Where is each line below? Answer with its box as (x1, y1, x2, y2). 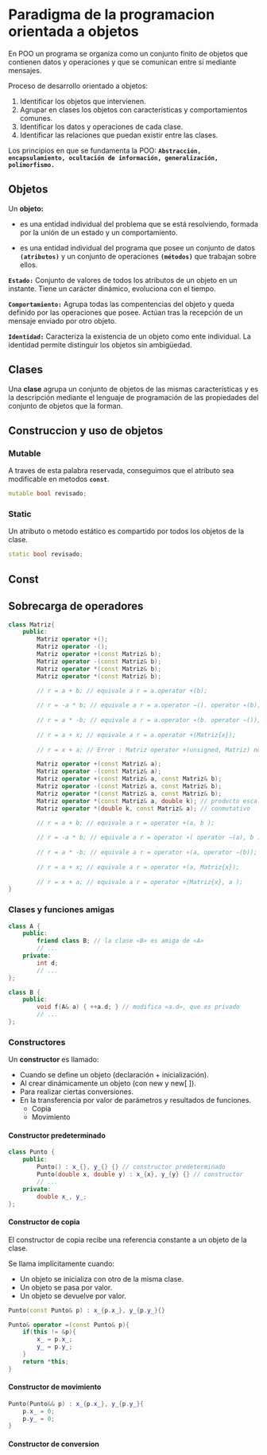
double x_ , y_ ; (37, 1193, 87, 1201)
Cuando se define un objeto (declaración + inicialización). (19, 1070, 209, 1080)
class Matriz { (8, 620, 56, 629)
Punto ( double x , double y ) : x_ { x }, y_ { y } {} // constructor (37, 1170, 244, 1178)
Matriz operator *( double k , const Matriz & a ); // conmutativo (37, 805, 250, 813)
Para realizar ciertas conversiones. (19, 1087, 133, 1096)
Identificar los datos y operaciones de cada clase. (19, 122, 184, 131)
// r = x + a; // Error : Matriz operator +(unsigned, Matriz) (37, 746, 250, 754)
